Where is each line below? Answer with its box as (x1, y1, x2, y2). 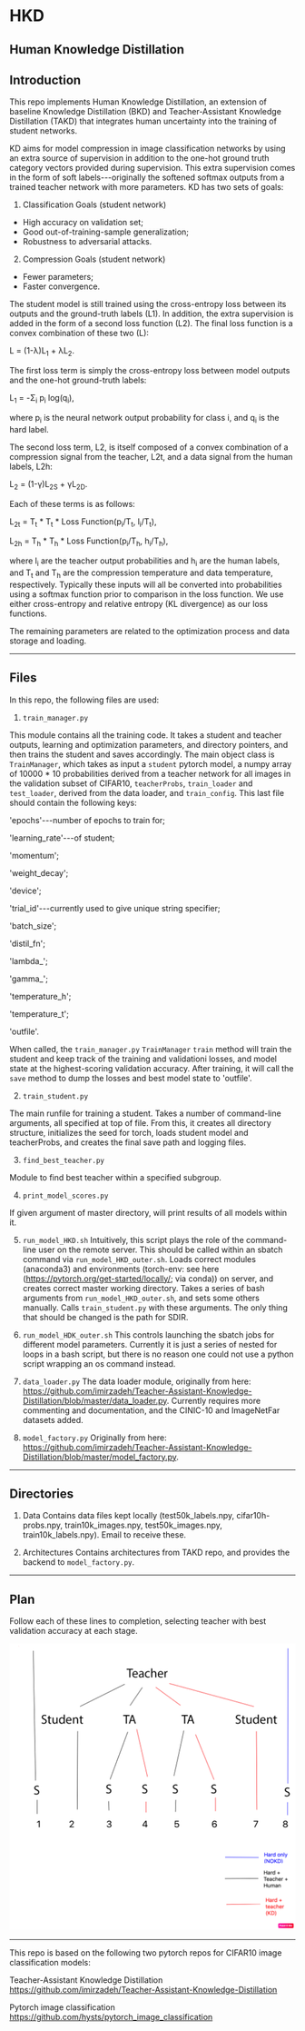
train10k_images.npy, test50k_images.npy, (64, 1519, 222, 1531)
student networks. (9, 125, 78, 136)
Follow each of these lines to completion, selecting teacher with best (9, 1616, 266, 1627)
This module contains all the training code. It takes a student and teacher (9, 729, 282, 741)
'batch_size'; (9, 920, 57, 931)
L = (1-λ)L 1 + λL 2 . (9, 345, 75, 359)
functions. (9, 608, 47, 619)
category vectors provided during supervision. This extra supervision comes (9, 163, 296, 174)
